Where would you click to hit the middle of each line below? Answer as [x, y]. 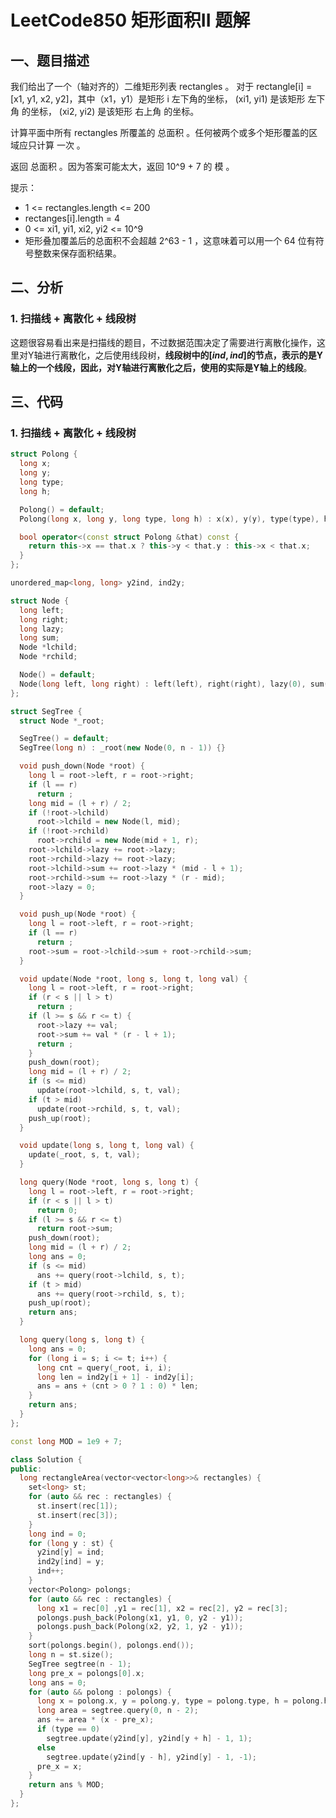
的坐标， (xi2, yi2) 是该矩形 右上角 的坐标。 [110, 111]
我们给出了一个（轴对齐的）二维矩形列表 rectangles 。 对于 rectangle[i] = [161, 86]
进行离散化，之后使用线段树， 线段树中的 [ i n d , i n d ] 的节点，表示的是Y [183, 355]
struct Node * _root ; [62, 721]
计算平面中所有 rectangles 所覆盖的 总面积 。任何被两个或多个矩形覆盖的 [160, 132]
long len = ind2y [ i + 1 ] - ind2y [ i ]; [115, 1377]
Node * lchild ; [48, 647]
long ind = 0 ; [57, 1534]
